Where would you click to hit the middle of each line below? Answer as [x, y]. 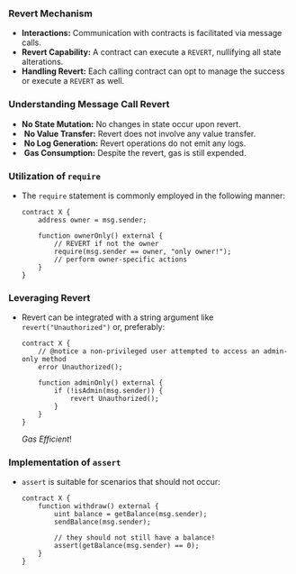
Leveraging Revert [49, 297]
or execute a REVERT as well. [73, 81]
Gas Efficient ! [47, 439]
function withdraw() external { [99, 506]
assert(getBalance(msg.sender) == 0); [127, 546]
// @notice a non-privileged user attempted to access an [149, 351]
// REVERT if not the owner [107, 243]
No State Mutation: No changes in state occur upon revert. [131, 123]
